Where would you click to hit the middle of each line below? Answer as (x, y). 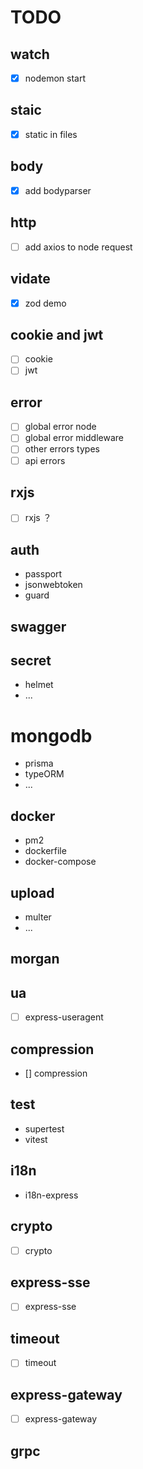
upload (32, 892)
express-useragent (64, 1017)
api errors (45, 460)
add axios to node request (78, 247)
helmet (39, 685)
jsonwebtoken (53, 585)
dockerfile (45, 851)
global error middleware (74, 438)
